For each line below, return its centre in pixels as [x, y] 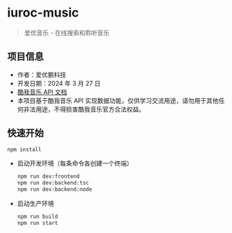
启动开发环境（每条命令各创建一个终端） [75, 163]
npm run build [37, 217]
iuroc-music [43, 13]
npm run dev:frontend [48, 177]
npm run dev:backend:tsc [53, 183]
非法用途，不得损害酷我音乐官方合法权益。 [84, 109]
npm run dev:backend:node [54, 189]
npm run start [37, 223]
